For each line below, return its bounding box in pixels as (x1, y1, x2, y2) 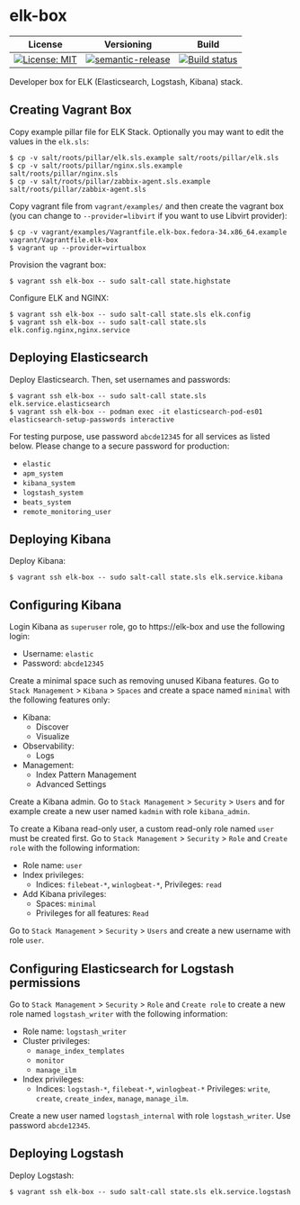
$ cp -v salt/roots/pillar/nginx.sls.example (9, 161, 182, 170)
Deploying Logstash (9, 1146, 124, 1162)
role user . (9, 935, 45, 946)
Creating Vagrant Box (9, 103, 132, 118)
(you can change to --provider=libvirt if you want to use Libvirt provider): (9, 210, 287, 221)
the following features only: (9, 694, 110, 705)
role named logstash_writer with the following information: (9, 1009, 228, 1019)
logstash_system (22, 488, 84, 497)
